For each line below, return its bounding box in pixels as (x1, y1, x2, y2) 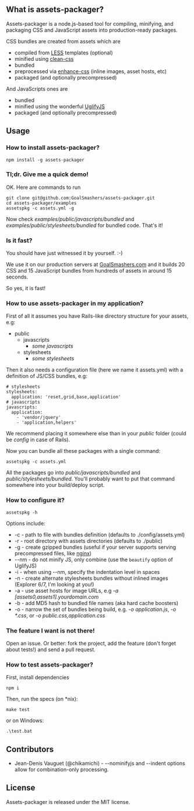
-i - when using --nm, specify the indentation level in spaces (14, 568, 160, 575)
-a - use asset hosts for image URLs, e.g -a (14, 587, 119, 594)
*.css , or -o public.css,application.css (14, 611, 105, 619)
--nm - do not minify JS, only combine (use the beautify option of (14, 556, 173, 563)
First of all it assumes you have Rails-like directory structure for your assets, (6, 312, 189, 319)
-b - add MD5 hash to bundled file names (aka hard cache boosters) (14, 599, 179, 606)
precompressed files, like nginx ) (14, 549, 92, 556)
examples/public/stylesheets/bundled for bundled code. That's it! (6, 222, 163, 229)
